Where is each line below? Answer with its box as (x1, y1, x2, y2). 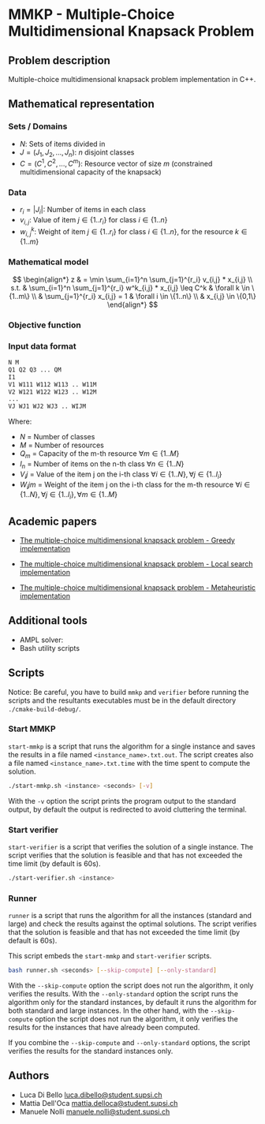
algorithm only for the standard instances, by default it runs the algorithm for (8, 998, 257, 1007)
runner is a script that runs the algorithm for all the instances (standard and (8, 911, 252, 920)
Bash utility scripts (19, 643, 80, 652)
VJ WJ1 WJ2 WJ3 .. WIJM (8, 402, 87, 411)
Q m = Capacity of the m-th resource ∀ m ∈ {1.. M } (19, 449, 180, 460)
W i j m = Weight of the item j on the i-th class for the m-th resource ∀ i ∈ (19, 480, 251, 491)
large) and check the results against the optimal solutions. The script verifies (8, 919, 257, 928)
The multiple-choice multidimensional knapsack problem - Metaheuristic (19, 582, 256, 592)
